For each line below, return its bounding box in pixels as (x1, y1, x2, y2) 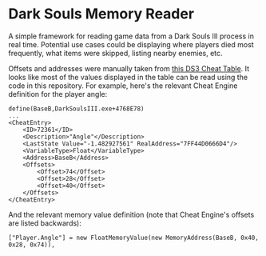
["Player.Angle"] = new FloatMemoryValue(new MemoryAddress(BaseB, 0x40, (8, 234, 260, 242)
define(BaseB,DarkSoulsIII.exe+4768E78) (8, 105, 145, 113)
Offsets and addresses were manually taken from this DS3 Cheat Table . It (8, 63, 250, 73)
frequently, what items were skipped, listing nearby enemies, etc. (8, 48, 223, 58)
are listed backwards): (8, 218, 81, 228)
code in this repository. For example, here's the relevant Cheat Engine (8, 81, 238, 90)
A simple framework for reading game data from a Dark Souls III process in (8, 31, 254, 41)
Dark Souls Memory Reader (8, 5, 194, 23)
